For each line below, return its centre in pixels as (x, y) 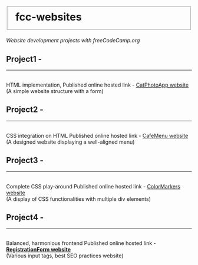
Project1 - (24, 59)
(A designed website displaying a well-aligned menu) (70, 142)
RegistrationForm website (38, 250)
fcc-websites (49, 17)
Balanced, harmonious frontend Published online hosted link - (81, 243)
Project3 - (25, 160)
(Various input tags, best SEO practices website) (65, 256)
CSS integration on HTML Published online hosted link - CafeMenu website (97, 135)
